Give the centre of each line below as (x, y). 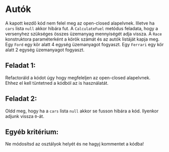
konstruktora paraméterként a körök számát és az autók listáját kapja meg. (82, 39)
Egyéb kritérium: (32, 132)
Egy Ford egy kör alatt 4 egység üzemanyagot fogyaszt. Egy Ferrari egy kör (84, 44)
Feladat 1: (21, 65)
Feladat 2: (21, 99)
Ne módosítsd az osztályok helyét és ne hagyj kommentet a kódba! (75, 144)
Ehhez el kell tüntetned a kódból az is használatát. (57, 83)
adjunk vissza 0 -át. (25, 116)
